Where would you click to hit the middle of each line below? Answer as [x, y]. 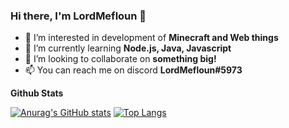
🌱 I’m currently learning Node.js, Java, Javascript [128, 48]
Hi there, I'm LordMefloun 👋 [78, 16]
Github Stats [37, 93]
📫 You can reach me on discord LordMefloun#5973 [133, 70]
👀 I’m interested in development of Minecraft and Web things [151, 38]
